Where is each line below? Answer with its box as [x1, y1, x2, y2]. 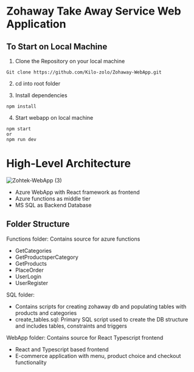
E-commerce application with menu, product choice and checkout [15, 352, 181, 359]
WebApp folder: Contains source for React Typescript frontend [6, 334, 164, 341]
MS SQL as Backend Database [15, 201, 92, 208]
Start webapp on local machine [15, 114, 94, 121]
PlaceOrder [15, 266, 44, 274]
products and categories [15, 309, 77, 317]
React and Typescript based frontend [15, 345, 109, 353]
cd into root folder [15, 80, 61, 87]
